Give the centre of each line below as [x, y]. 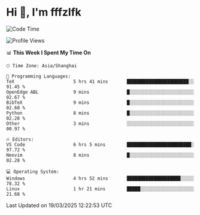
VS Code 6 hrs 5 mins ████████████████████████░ [100, 144]
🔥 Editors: [20, 139]
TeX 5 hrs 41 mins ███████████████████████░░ [100, 81]
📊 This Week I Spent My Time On [49, 52]
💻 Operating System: [33, 171]
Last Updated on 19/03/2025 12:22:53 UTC [59, 205]
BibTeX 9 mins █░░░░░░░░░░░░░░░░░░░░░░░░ [100, 102]
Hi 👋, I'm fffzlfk [44, 12]
